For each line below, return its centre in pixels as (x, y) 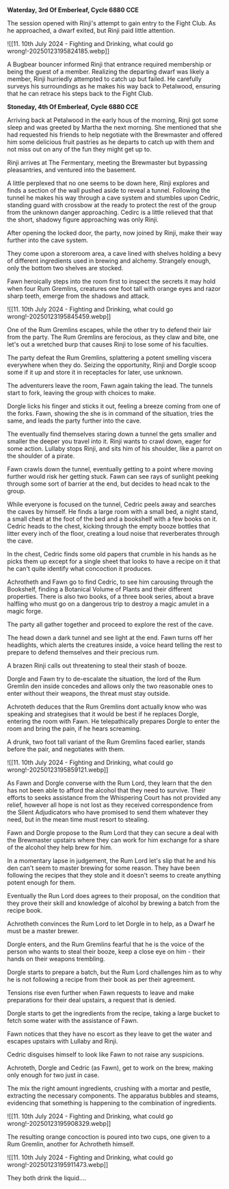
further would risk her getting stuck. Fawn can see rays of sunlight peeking (113, 476)
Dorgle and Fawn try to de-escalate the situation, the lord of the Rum (104, 679)
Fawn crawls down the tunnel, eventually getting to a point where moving (110, 469)
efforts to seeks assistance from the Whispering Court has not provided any (114, 798)
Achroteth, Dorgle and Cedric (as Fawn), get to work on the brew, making (110, 1068)
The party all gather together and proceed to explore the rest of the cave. (110, 624)
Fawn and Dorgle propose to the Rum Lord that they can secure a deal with (113, 833)
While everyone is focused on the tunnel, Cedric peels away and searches (112, 504)
